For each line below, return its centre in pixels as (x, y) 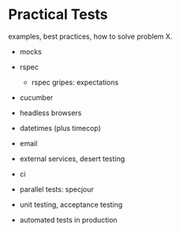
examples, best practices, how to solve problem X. (90, 36)
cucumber (36, 97)
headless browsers (51, 113)
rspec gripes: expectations (75, 82)
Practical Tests (58, 15)
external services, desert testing (72, 159)
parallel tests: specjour (57, 189)
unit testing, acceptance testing (71, 204)
